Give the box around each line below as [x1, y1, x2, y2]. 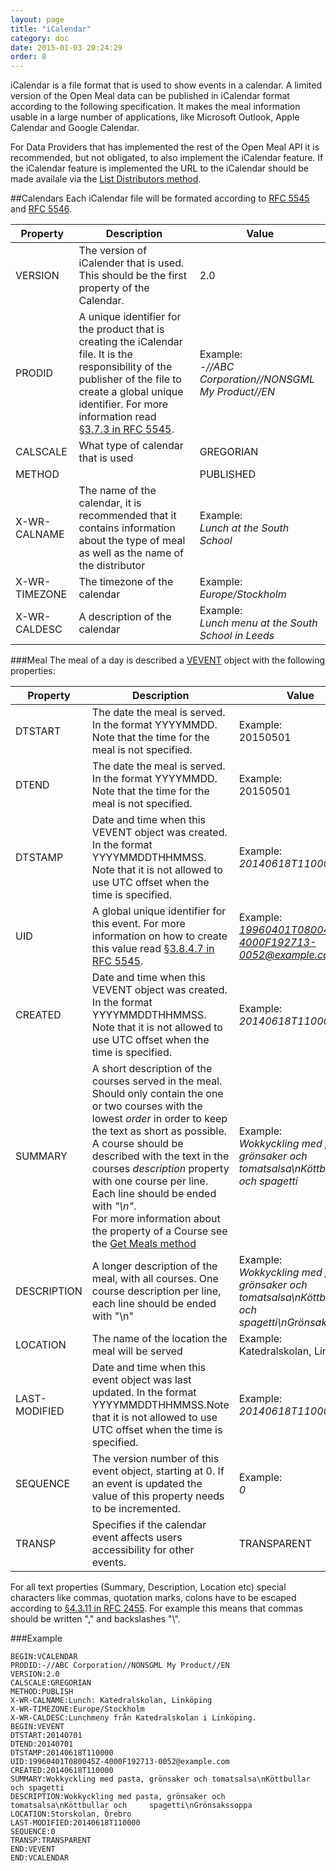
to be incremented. [91, 1502, 182, 1516]
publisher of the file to [78, 372, 182, 386]
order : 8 [10, 52, 47, 62]
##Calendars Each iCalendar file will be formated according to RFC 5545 [10, 192, 310, 205]
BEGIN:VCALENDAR [10, 1652, 78, 1662]
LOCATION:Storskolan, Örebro [10, 1809, 132, 1820]
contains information [78, 521, 176, 535]
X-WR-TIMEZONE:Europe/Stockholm [10, 1704, 145, 1715]
